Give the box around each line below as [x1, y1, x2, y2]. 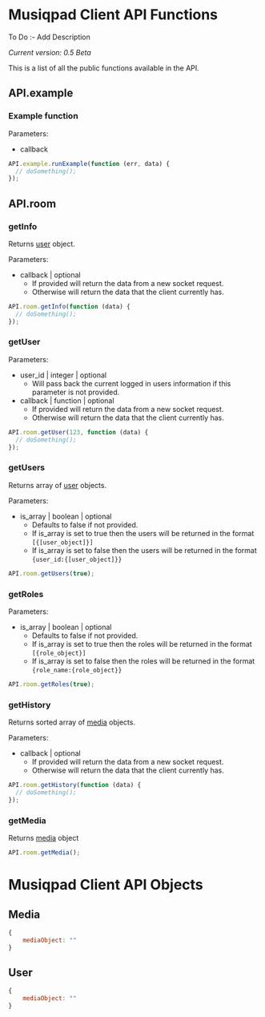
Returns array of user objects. [8, 480, 106, 490]
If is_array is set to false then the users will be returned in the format [31, 545, 258, 555]
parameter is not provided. [31, 387, 120, 397]
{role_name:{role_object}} [31, 666, 122, 674]
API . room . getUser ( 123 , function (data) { [8, 428, 149, 436]
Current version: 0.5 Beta [8, 47, 92, 57]
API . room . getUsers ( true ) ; [8, 569, 94, 578]
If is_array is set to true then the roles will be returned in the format [31, 639, 252, 648]
